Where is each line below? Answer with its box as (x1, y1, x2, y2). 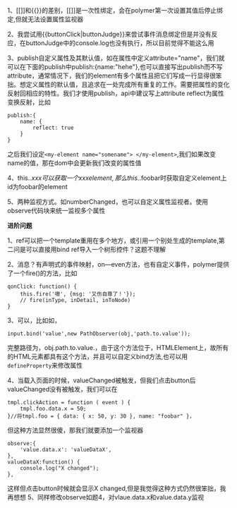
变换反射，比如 (7, 98, 51, 106)
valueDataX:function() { (7, 459, 80, 466)
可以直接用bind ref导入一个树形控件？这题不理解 (25, 246, 166, 253)
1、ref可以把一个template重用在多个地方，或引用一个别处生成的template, (7, 236, 219, 245)
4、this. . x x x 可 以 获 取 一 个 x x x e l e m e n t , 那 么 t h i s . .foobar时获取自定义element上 (7, 174, 227, 182)
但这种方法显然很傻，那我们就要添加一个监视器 (7, 426, 143, 434)
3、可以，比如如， (7, 316, 61, 325)
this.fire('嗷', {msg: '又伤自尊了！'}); (20, 291, 136, 298)
